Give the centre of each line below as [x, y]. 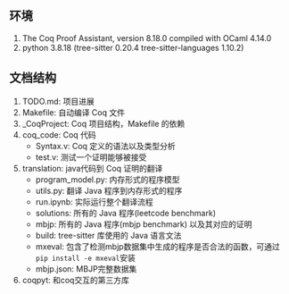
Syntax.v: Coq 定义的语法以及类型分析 [105, 146]
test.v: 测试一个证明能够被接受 [91, 157]
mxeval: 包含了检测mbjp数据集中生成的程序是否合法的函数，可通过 [157, 246]
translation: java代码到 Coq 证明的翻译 [92, 168]
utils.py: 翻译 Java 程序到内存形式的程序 [109, 190]
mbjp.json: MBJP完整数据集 [86, 269]
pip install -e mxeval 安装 [85, 257]
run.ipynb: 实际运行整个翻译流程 [94, 202]
